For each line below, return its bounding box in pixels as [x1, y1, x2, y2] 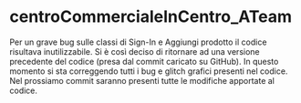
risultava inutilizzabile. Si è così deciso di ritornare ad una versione [9, 46, 260, 57]
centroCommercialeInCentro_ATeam [9, 6, 292, 27]
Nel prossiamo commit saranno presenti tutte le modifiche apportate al [9, 75, 275, 86]
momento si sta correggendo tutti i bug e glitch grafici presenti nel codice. [9, 66, 288, 77]
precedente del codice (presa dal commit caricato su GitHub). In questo [9, 56, 279, 67]
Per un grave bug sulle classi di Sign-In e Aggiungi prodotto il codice [9, 36, 267, 47]
